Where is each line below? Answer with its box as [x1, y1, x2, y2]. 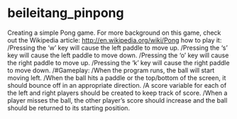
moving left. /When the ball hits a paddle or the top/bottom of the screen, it [7, 73, 226, 82]
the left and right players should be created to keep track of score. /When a [7, 89, 228, 97]
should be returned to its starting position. [7, 103, 130, 112]
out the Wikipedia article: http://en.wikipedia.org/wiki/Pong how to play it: [7, 35, 222, 44]
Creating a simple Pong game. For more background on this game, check [7, 28, 221, 37]
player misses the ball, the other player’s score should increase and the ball [7, 96, 228, 104]
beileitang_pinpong [7, 5, 124, 21]
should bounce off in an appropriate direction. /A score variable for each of [7, 81, 227, 89]
